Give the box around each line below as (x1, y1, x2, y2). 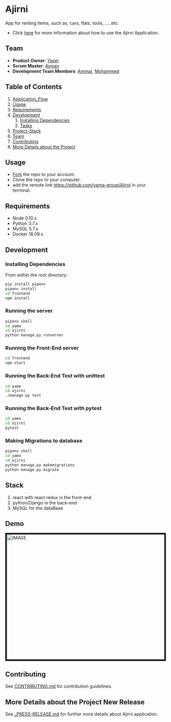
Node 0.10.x (12, 215, 37, 221)
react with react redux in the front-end (12, 494, 91, 500)
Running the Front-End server (5, 344, 79, 351)
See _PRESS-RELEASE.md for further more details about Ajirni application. (5, 711, 158, 717)
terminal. (12, 187, 31, 193)
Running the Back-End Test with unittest (5, 372, 105, 379)
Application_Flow (12, 96, 48, 102)
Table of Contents (5, 82, 62, 91)
